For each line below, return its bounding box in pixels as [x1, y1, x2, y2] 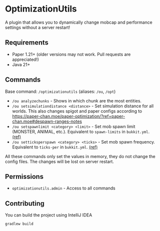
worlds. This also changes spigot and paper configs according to [12, 108, 142, 114]
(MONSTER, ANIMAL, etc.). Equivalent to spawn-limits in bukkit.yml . [12, 129, 150, 134]
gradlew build [5, 221, 34, 227]
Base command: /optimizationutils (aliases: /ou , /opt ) [5, 88, 116, 94]
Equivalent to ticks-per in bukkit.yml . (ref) [12, 144, 98, 150]
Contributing [5, 199, 45, 207]
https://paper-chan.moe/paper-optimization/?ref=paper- [12, 113, 125, 119]
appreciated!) [12, 57, 39, 62]
